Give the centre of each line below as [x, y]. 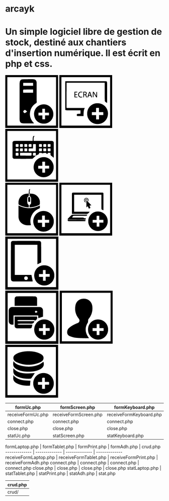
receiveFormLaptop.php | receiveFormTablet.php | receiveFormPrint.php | [82, 457]
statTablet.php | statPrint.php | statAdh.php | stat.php [60, 473]
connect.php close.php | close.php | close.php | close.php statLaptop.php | [83, 468]
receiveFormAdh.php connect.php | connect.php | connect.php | [72, 463]
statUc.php [19, 436]
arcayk [20, 9]
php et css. [29, 64]
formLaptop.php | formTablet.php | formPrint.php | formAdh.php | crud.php [83, 447]
